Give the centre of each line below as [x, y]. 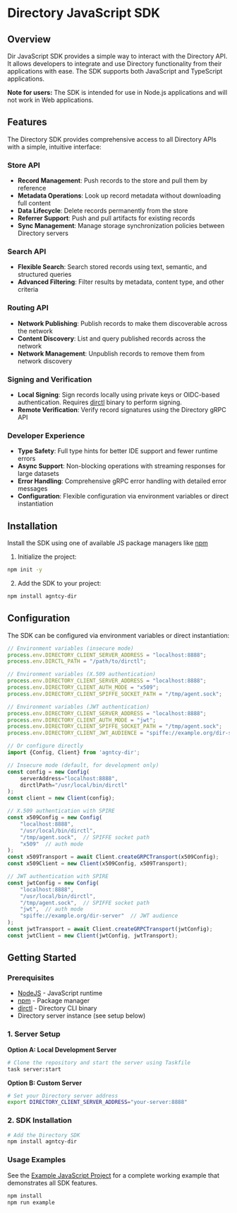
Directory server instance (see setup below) [81, 1016]
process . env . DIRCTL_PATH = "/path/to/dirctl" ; [77, 661]
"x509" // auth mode [51, 844]
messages [32, 489]
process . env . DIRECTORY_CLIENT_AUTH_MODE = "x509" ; [83, 688]
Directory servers [43, 233]
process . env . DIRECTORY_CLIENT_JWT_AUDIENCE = [75, 733]
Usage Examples [37, 1160]
